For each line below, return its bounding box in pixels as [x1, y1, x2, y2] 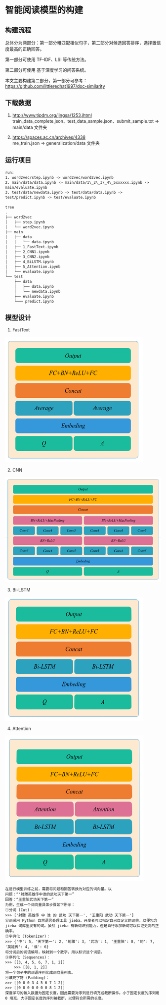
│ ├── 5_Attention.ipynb [5, 264, 61, 269]
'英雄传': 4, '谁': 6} [5, 945, 49, 950]
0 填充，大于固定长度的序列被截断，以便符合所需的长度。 [5, 996, 105, 1001]
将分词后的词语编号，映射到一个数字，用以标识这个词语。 [5, 950, 105, 955]
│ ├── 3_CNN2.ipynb [5, 254, 50, 259]
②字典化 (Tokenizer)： [5, 934, 50, 939]
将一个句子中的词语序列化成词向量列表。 [5, 970, 75, 975]
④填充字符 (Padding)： [5, 975, 49, 981]
